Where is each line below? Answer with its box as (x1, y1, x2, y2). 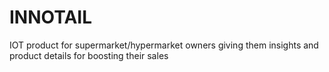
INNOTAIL (9, 6, 93, 29)
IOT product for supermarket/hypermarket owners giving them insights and (9, 39, 319, 51)
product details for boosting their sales (9, 49, 169, 61)
